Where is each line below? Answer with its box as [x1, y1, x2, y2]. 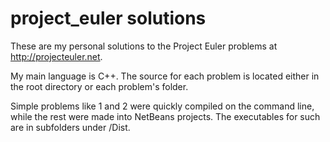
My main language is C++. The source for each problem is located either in [10, 70, 320, 82]
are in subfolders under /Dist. [10, 121, 131, 133]
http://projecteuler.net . [10, 50, 103, 62]
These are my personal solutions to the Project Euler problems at [10, 40, 278, 52]
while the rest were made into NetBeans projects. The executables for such [10, 110, 321, 122]
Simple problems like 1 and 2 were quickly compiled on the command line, [10, 100, 315, 112]
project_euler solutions [10, 7, 207, 30]
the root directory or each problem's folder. [10, 80, 189, 92]
